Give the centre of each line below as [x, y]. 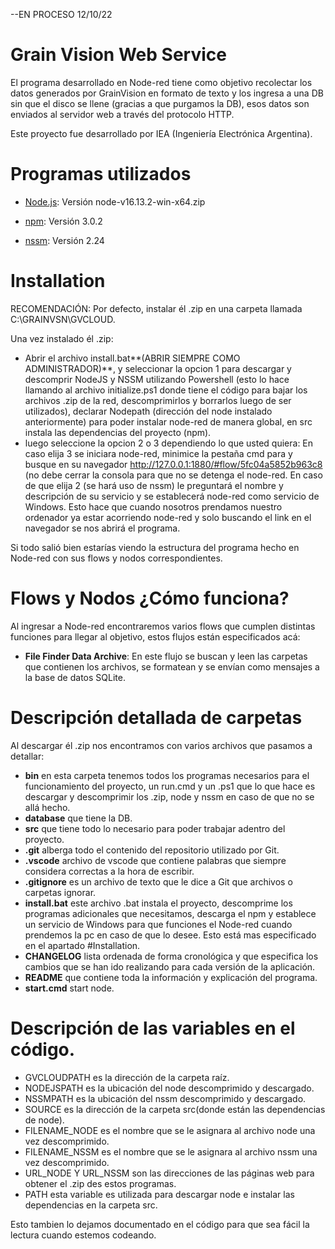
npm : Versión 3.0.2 [63, 221]
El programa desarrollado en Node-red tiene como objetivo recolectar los [161, 82]
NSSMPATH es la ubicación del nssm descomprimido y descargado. [165, 1098]
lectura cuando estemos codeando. [83, 1235]
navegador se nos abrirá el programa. [102, 528]
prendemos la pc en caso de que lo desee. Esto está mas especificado [170, 935]
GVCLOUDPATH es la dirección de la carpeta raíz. [127, 1077]
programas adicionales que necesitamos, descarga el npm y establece [170, 913]
